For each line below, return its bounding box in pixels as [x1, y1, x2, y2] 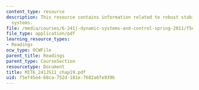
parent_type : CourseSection [6, 58, 76, 64]
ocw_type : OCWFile [6, 47, 52, 53]
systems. [11, 20, 33, 25]
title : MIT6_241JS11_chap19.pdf [6, 69, 86, 75]
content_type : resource [6, 8, 65, 15]
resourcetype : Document [6, 63, 65, 70]
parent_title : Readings [6, 53, 65, 59]
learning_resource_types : [6, 36, 70, 42]
